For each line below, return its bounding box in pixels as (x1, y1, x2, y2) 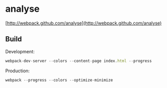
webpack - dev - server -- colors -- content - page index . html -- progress (5, 58, 152, 63)
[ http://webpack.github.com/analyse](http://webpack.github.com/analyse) (5, 20, 162, 26)
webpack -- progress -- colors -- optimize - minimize (5, 77, 113, 82)
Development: (5, 48, 35, 54)
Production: (5, 68, 30, 74)
